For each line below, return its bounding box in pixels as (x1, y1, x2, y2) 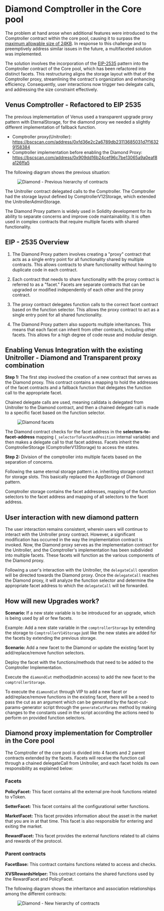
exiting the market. (5, 823, 43, 830)
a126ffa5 (12, 159, 30, 165)
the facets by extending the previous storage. (5, 635, 97, 641)
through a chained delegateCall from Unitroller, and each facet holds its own (5, 760, 159, 766)
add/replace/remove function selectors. (5, 650, 85, 655)
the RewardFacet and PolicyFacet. (5, 876, 74, 882)
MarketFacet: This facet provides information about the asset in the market (5, 813, 158, 819)
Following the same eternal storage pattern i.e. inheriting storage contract (5, 469, 154, 474)
